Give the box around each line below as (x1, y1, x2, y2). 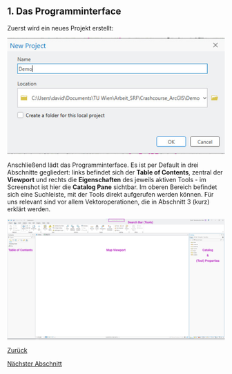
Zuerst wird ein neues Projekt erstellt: (7, 24, 114, 32)
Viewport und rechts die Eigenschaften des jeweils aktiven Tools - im (7, 176, 207, 184)
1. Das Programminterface (7, 6, 122, 17)
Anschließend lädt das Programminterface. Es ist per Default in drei (7, 161, 199, 169)
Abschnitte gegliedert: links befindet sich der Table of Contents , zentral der (7, 168, 223, 177)
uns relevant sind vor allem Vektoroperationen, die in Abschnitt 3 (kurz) (7, 197, 210, 206)
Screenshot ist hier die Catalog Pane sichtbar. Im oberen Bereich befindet (7, 183, 217, 191)
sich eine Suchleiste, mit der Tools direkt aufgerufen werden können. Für (7, 190, 214, 199)
